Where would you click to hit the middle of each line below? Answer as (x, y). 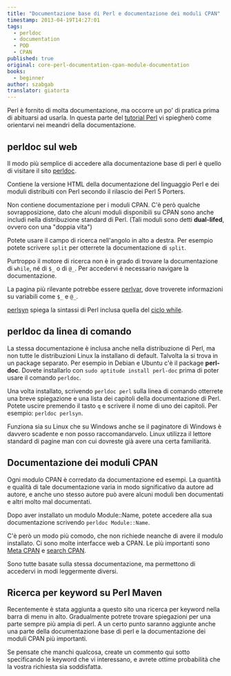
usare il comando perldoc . (44, 377)
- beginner (29, 78)
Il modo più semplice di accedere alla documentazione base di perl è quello (114, 163)
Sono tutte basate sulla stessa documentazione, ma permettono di (101, 563)
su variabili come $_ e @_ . (43, 296)
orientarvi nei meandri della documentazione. (72, 125)
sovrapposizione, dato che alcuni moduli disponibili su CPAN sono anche (111, 212)
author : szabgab (30, 84)
